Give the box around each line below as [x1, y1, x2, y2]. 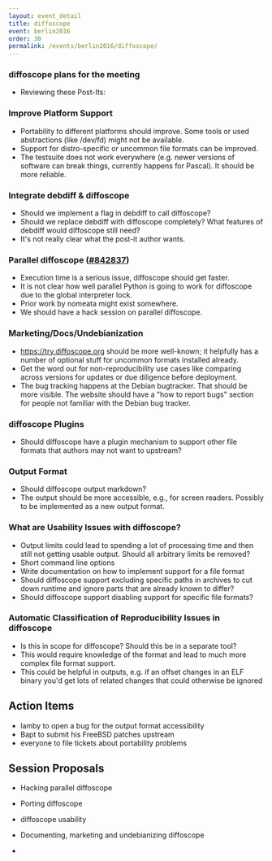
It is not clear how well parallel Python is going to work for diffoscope [19, 281, 253, 291]
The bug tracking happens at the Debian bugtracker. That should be [19, 380, 248, 390]
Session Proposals [8, 762, 105, 775]
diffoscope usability [19, 815, 87, 824]
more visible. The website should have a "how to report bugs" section [19, 389, 254, 399]
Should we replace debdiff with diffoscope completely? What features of [19, 217, 264, 227]
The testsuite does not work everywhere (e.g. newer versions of [19, 152, 235, 162]
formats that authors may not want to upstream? [19, 445, 182, 455]
